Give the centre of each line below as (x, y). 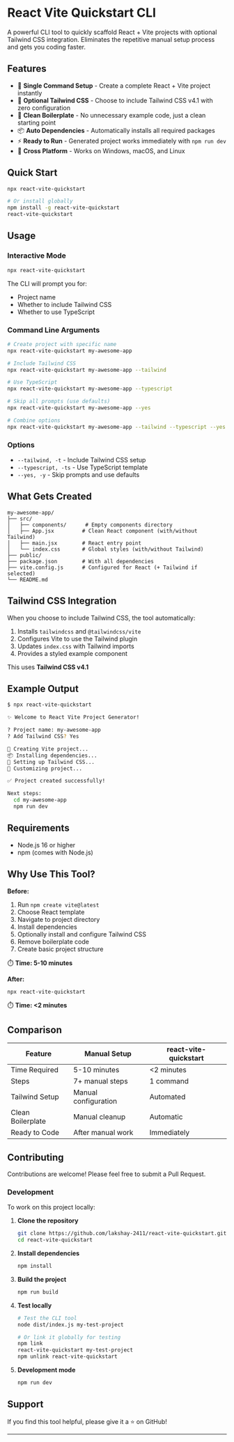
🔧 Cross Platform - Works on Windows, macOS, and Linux (101, 150)
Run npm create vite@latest (58, 904)
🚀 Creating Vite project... (48, 749)
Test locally (34, 1305)
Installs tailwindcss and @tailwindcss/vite (79, 631)
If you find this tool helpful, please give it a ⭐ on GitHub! (87, 1421)
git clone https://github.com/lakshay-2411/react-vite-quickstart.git (122, 1234)
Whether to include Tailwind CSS (64, 304)
